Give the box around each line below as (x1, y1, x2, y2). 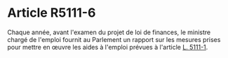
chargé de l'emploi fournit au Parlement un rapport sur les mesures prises (7, 35, 221, 43)
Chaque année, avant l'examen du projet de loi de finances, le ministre (7, 28, 211, 36)
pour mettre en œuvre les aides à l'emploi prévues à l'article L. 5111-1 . (7, 43, 208, 51)
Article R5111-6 (7, 5, 96, 21)
